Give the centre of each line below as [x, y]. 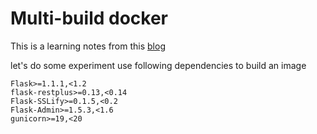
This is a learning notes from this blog [88, 46]
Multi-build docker [89, 18]
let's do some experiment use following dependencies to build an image [158, 65]
